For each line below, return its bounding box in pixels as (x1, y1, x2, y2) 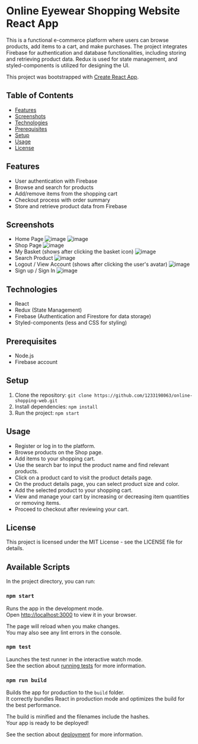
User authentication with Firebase (14, 177, 98, 184)
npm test (6, 643, 31, 651)
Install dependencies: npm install (14, 403, 98, 410)
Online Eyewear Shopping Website (6, 4, 180, 18)
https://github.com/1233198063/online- (94, 393, 193, 398)
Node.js (14, 352, 34, 359)
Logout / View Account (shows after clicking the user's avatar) (14, 260, 168, 268)
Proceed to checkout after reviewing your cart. (14, 506, 129, 513)
